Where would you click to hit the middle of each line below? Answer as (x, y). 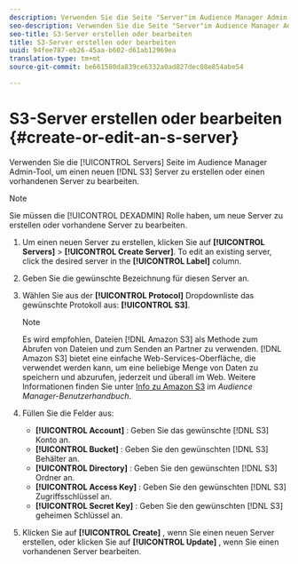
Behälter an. (57, 458)
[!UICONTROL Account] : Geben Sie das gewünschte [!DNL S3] (152, 430)
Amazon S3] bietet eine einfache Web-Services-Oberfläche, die (139, 358)
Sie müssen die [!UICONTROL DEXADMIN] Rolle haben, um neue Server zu (146, 215)
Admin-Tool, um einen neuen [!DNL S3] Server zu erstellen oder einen (137, 171)
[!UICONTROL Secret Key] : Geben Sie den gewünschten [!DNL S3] (159, 505)
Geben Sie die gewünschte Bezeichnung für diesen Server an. (136, 278)
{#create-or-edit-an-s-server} (124, 138)
